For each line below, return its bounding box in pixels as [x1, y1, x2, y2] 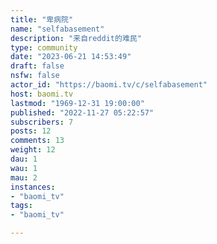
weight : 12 [10, 145, 56, 155]
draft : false [10, 61, 65, 71]
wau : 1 [10, 163, 38, 173]
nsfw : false [10, 71, 60, 81]
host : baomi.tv [10, 89, 74, 99]
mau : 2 [10, 172, 38, 183]
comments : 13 [10, 136, 65, 146]
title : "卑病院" [10, 14, 74, 25]
